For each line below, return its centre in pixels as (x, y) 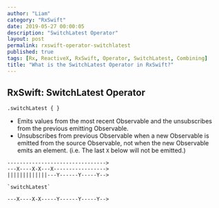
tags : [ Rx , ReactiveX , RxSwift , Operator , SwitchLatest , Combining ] (107, 59)
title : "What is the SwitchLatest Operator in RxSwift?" (91, 65)
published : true (30, 52)
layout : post (26, 39)
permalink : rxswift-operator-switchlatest (69, 45)
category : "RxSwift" (37, 20)
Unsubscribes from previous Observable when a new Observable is (113, 136)
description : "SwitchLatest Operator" (63, 33)
